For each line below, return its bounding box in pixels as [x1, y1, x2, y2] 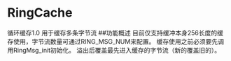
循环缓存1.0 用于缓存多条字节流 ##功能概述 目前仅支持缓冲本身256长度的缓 [7, 28, 224, 37]
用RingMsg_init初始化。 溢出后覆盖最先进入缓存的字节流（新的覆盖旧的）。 [7, 46, 221, 54]
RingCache [7, 5, 73, 21]
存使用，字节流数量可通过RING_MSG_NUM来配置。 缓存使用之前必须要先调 [7, 37, 225, 46]
